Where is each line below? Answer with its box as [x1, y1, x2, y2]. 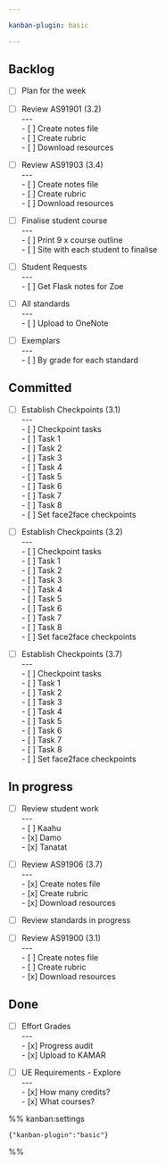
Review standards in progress [21, 914, 131, 925]
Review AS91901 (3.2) [21, 104, 102, 114]
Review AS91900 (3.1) [21, 932, 102, 943]
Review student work [21, 802, 99, 813]
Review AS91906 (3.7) [21, 859, 104, 869]
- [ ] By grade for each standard [21, 354, 139, 365]
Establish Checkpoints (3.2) [21, 526, 123, 536]
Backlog [8, 62, 55, 77]
